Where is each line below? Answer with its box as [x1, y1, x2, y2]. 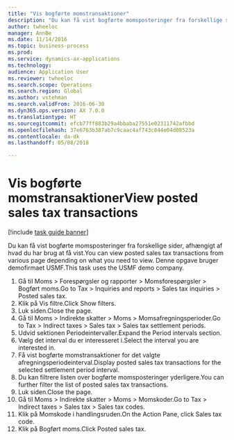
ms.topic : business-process [8, 42, 90, 49]
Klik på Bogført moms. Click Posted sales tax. [17, 425, 147, 433]
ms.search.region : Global [8, 88, 83, 95]
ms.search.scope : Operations [8, 81, 92, 88]
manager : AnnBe [8, 29, 52, 37]
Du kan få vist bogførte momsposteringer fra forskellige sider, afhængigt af [8, 241, 223, 250]
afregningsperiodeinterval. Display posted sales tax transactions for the [17, 359, 222, 367]
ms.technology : [8, 62, 52, 69]
